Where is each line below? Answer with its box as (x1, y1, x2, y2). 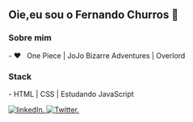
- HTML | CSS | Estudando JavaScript (8, 89, 135, 99)
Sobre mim (8, 32, 52, 44)
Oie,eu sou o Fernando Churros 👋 (8, 8, 179, 22)
